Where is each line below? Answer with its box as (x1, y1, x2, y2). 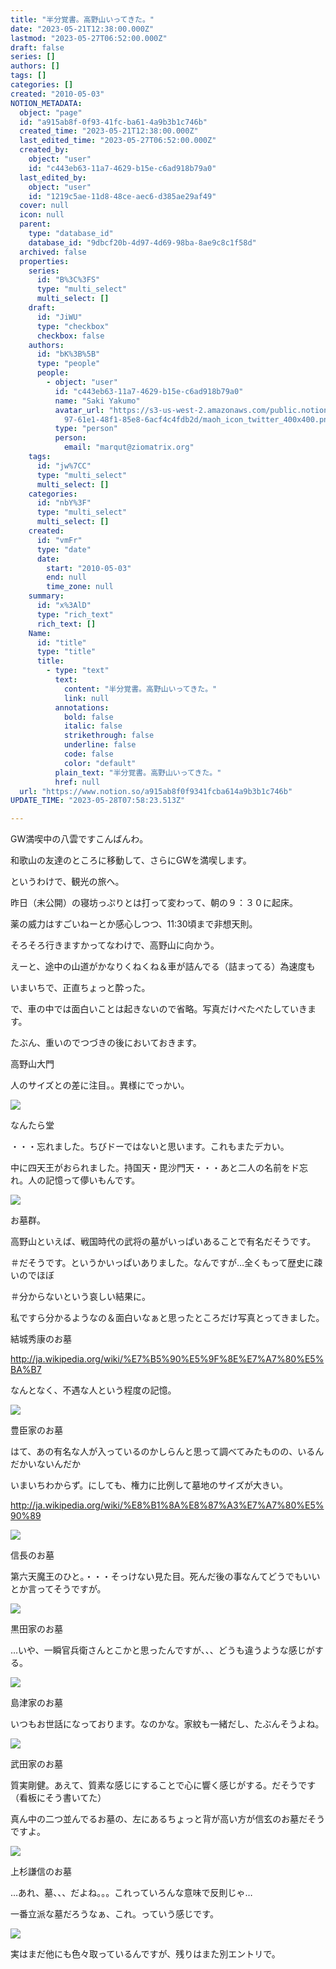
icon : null (19, 210, 65, 220)
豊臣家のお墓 (10, 1424, 63, 1436)
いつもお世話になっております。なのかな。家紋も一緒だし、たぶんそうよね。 (10, 1718, 325, 1730)
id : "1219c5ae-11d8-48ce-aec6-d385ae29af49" (28, 191, 217, 201)
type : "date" (36, 544, 92, 555)
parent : (19, 219, 52, 230)
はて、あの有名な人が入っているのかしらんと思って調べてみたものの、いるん (10, 1446, 325, 1458)
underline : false (63, 740, 137, 750)
